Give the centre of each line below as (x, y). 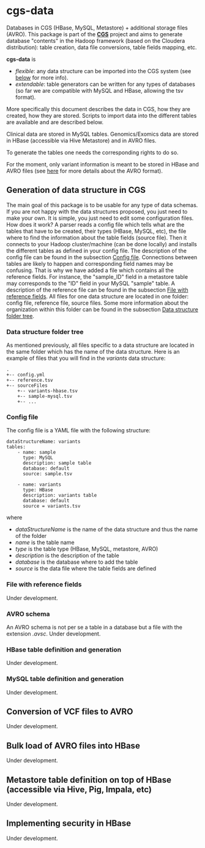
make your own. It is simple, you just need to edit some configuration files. (100, 218)
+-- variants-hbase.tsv (48, 391)
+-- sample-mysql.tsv (45, 397)
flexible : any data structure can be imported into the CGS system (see (103, 71)
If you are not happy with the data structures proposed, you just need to (97, 211)
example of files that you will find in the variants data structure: (86, 358)
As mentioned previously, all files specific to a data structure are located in (100, 345)
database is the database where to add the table (76, 562)
